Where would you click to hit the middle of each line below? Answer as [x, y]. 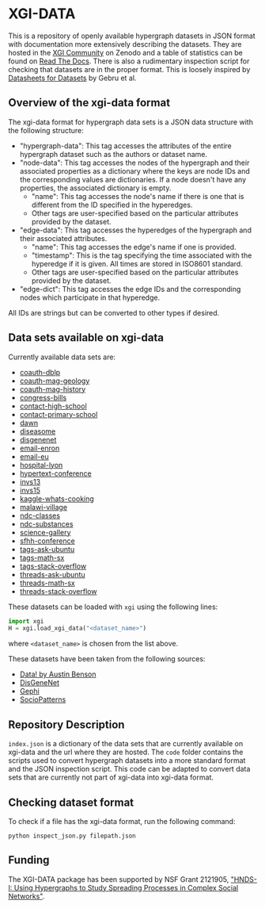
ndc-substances [46, 523]
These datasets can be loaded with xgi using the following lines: [113, 607]
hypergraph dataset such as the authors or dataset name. [114, 154]
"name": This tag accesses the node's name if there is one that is [138, 196]
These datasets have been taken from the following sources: [107, 659]
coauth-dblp [40, 372]
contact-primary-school [59, 414]
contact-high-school [53, 406]
